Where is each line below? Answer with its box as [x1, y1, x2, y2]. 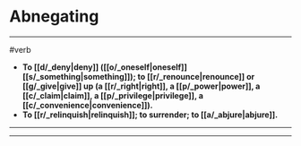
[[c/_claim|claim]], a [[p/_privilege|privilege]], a [21, 90, 204, 100]
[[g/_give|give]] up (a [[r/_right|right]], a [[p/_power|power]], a [21, 81, 261, 91]
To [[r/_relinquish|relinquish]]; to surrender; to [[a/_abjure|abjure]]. [21, 109, 279, 120]
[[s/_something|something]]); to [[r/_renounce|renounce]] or [21, 71, 255, 82]
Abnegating [9, 6, 99, 27]
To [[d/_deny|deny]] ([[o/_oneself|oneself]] [21, 61, 188, 73]
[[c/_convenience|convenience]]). [21, 99, 153, 110]
